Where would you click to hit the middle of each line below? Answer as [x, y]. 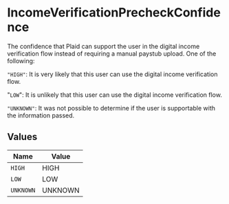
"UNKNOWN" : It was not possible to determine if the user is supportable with [111, 108]
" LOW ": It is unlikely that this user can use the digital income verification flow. [115, 95]
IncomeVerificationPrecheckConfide [114, 13]
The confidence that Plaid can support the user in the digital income [103, 46]
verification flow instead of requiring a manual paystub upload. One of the [112, 54]
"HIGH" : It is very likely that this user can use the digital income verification [112, 74]
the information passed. [41, 115]
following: [21, 60]
